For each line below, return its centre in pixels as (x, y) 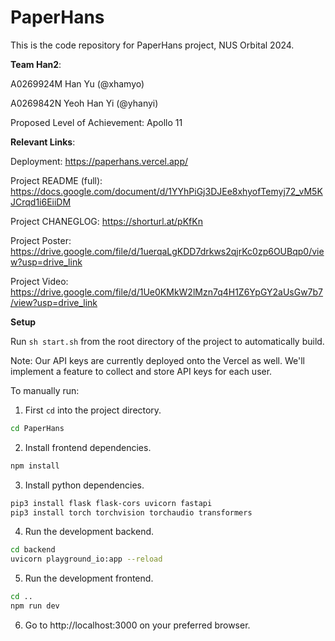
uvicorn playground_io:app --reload (86, 559)
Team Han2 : (36, 64)
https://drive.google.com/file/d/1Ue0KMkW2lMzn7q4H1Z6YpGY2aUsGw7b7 (167, 292)
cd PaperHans (37, 428)
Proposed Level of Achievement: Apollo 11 (96, 122)
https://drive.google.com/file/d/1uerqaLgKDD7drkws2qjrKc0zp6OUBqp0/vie (167, 251)
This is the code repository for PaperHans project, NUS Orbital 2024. (152, 45)
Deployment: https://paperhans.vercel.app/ (99, 161)
